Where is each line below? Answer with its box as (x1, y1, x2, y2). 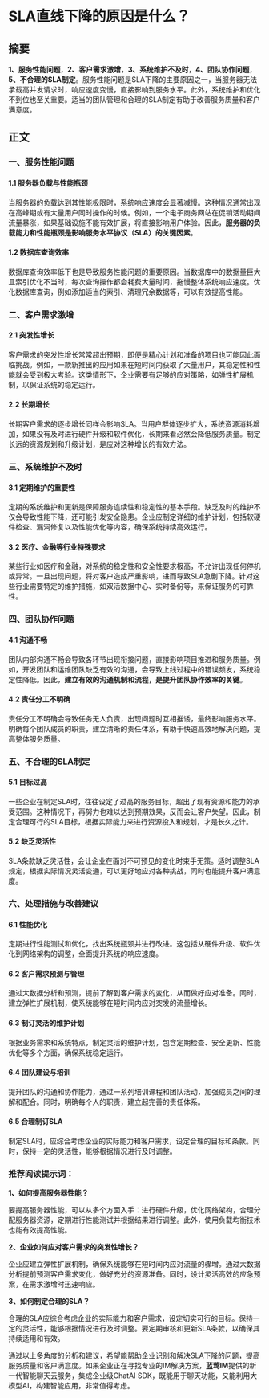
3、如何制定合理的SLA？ (8, 1297, 90, 1306)
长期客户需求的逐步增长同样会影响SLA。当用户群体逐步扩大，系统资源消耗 (8, 419, 254, 429)
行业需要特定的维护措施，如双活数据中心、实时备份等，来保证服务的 (14, 582, 240, 591)
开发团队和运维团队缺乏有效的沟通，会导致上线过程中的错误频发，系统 (22, 664, 254, 674)
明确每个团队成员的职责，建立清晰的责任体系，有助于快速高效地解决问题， (8, 724, 254, 734)
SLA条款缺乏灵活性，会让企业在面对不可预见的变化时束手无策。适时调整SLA (8, 856, 260, 866)
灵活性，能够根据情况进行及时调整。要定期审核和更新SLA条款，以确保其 (22, 1323, 260, 1334)
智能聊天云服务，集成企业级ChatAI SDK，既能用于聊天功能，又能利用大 (22, 1371, 258, 1380)
